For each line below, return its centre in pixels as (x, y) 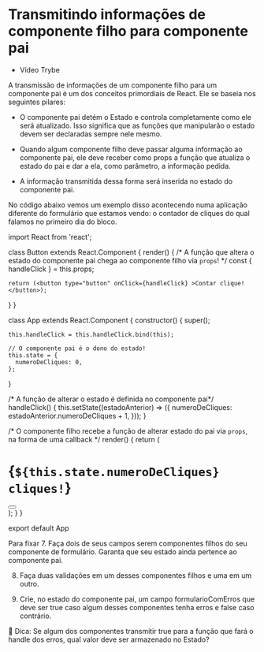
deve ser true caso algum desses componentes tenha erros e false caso (137, 607)
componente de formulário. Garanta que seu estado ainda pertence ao (123, 551)
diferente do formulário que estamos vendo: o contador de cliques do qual (129, 213)
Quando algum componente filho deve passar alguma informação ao (131, 149)
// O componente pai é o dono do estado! (77, 348)
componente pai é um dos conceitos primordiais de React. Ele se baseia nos (132, 93)
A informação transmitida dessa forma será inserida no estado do (126, 181)
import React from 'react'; (50, 237)
